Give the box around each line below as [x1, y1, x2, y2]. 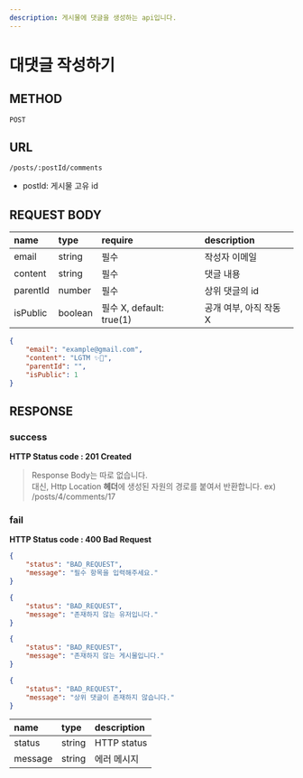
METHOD [9, 91, 63, 107]
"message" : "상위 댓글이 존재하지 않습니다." [25, 692, 175, 702]
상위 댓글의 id [204, 285, 260, 298]
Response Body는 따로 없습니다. [31, 470, 149, 481]
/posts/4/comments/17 [31, 491, 116, 502]
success [9, 431, 48, 443]
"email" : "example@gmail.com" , [25, 345, 143, 355]
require [101, 234, 133, 246]
